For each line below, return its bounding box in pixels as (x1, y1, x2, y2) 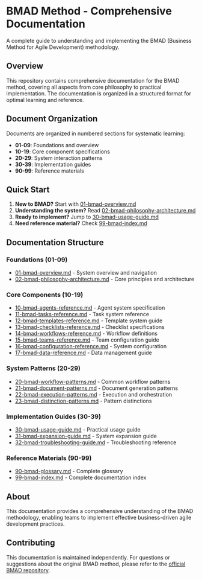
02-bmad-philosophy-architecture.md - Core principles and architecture (14, 276, 195, 283)
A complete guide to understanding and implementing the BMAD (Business (6, 37, 192, 44)
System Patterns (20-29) (6, 364, 81, 372)
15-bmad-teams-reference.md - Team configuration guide (14, 336, 159, 343)
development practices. (6, 520, 65, 527)
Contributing (6, 538, 55, 548)
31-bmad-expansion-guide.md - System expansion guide (14, 432, 158, 439)
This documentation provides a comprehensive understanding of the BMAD (6, 508, 194, 515)
